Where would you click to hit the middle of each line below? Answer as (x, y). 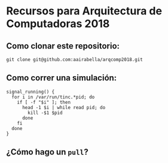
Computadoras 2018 (58, 24)
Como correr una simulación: (62, 78)
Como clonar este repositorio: (63, 46)
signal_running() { (30, 92)
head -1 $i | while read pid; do (64, 107)
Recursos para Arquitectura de (84, 11)
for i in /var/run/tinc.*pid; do (53, 97)
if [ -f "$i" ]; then (44, 102)
